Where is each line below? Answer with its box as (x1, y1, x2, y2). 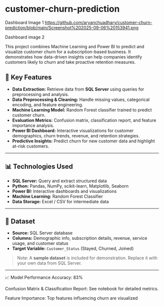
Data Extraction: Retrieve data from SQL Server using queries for (12, 86, 144, 92)
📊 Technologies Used (5, 162, 73, 171)
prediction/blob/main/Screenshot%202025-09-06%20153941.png (5, 24, 139, 30)
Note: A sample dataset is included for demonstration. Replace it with (17, 255, 158, 261)
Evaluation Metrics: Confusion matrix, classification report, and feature (12, 117, 156, 123)
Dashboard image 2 (5, 34, 45, 40)
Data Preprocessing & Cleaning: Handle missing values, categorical (12, 96, 150, 102)
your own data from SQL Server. (17, 260, 82, 266)
